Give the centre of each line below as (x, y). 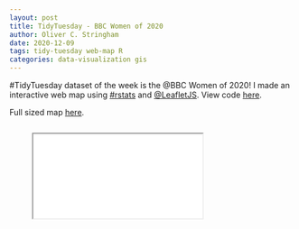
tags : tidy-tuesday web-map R (66, 51)
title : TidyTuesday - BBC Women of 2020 (87, 26)
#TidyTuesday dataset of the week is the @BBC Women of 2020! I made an (150, 85)
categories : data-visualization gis (78, 60)
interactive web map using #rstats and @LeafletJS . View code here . (135, 95)
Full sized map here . (47, 112)
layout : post (34, 18)
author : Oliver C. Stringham (64, 34)
